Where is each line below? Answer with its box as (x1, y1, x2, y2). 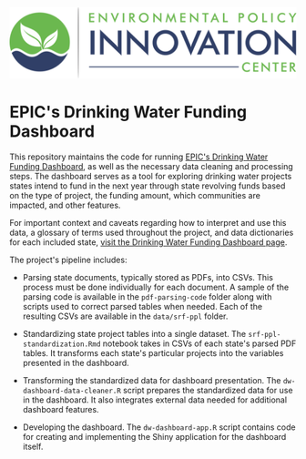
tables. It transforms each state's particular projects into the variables (22, 347, 284, 358)
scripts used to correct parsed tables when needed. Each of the (22, 301, 262, 311)
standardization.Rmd (22, 340, 101, 349)
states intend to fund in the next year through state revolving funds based (9, 180, 286, 191)
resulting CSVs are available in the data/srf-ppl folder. (22, 311, 229, 321)
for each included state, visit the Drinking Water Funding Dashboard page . (9, 236, 288, 248)
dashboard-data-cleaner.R (22, 386, 121, 395)
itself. (22, 441, 44, 452)
